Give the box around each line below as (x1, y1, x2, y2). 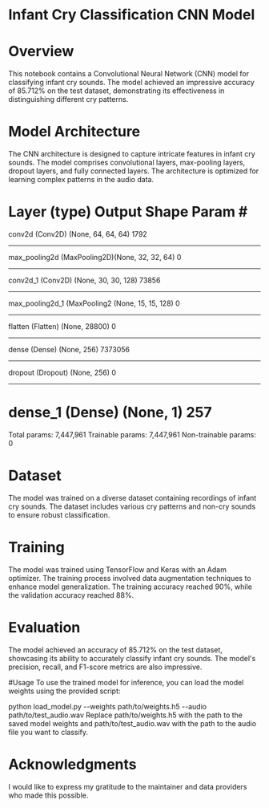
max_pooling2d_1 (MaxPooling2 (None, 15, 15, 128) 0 (8, 298, 180, 308)
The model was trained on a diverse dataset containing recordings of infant (8, 493, 257, 502)
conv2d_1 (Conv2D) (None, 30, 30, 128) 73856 (8, 275, 161, 285)
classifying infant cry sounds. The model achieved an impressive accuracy (8, 78, 255, 87)
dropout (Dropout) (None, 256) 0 (8, 367, 117, 377)
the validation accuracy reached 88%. (8, 590, 134, 599)
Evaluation (8, 619, 81, 636)
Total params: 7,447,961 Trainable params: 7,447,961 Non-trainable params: (8, 429, 256, 439)
